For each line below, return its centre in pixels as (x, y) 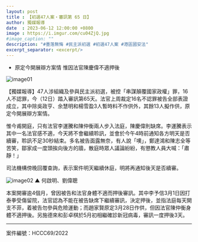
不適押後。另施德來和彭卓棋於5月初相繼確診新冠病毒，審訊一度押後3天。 (99, 215)
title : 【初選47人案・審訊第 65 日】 (49, 17)
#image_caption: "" (30, 39)
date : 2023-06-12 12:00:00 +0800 (50, 28)
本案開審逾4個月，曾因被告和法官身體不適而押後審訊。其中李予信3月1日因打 (98, 193)
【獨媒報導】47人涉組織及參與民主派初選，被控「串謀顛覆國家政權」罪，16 (97, 91)
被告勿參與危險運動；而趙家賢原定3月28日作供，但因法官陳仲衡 (109, 207)
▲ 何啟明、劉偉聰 (56, 180)
